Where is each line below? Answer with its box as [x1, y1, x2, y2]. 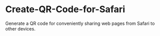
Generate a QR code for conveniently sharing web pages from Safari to [5, 20, 155, 26]
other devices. [5, 25, 36, 31]
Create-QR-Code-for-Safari [5, 4, 125, 15]
